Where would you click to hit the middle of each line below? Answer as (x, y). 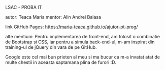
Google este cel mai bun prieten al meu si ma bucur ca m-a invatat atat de (82, 57)
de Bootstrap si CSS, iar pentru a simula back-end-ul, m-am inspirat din (80, 42)
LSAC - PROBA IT (24, 7)
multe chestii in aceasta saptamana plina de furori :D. (61, 62)
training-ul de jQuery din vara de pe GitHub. (51, 47)
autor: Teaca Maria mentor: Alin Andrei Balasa (53, 17)
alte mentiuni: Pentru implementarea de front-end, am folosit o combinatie (82, 37)
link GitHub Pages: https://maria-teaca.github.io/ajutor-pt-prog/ (72, 27)
